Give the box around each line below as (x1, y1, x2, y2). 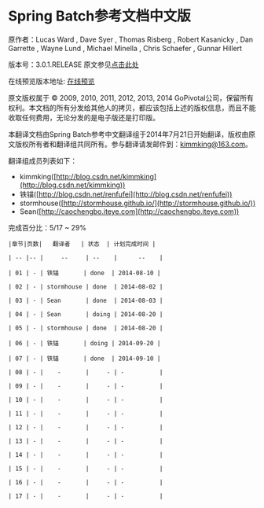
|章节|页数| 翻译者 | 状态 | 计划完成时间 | (8, 240, 156, 248)
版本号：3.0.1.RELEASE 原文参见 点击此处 (8, 60, 139, 69)
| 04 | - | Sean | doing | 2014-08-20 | (8, 310, 163, 318)
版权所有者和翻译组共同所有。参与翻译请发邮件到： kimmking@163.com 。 (14, 139, 253, 149)
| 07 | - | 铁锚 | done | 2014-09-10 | (8, 355, 161, 363)
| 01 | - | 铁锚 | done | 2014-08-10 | (8, 269, 161, 277)
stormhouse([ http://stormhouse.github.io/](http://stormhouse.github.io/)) (19, 198, 256, 208)
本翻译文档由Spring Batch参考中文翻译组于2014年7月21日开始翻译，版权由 (8, 129, 249, 138)
